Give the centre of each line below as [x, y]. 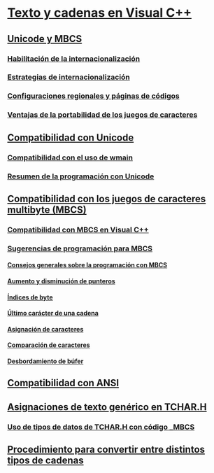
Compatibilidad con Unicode [71, 137]
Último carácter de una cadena [53, 313]
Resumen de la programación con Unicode [81, 176]
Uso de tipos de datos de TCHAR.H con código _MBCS [101, 427]
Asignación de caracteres [45, 329]
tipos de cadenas [45, 460]
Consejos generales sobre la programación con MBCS [87, 265]
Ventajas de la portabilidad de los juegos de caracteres [102, 115]
